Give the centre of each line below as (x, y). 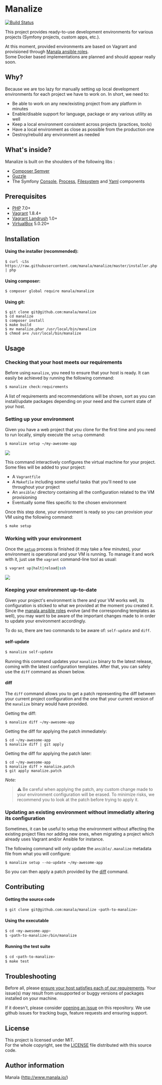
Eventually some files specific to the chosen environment (69, 503)
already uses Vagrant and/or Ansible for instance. (55, 839)
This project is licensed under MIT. (40, 1040)
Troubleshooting (31, 976)
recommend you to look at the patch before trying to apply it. (78, 799)
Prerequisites (26, 196)
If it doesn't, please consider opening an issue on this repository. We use (78, 1008)
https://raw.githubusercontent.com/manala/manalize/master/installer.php (81, 266)
